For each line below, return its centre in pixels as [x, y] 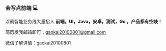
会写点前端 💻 [22, 8]
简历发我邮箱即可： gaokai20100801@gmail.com [56, 32]
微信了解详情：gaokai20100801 [38, 43]
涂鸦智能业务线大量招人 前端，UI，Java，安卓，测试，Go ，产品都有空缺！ [84, 22]
